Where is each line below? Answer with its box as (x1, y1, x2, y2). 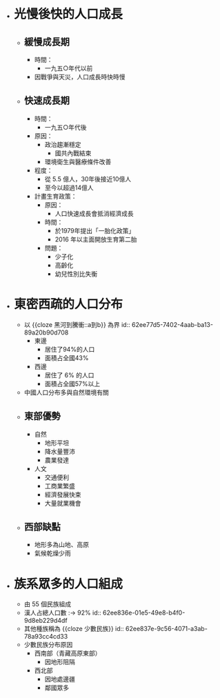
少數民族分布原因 (23, 641, 73, 649)
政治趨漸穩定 (44, 140, 81, 148)
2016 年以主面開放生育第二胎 (54, 235, 137, 243)
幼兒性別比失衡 (54, 270, 98, 278)
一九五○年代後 (44, 123, 87, 131)
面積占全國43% (44, 353, 89, 362)
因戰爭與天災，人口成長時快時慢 (34, 73, 126, 81)
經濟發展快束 (44, 490, 81, 499)
